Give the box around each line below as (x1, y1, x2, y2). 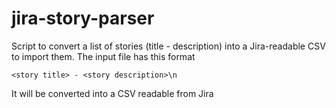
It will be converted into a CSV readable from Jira (11, 87, 214, 99)
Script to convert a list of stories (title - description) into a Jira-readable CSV (11, 40, 326, 52)
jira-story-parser (11, 7, 155, 30)
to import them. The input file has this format (11, 50, 196, 62)
